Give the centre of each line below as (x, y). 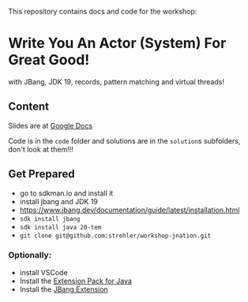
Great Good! (49, 60)
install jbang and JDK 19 (59, 201)
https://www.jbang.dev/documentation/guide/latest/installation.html (130, 210)
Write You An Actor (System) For (117, 43)
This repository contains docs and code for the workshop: (103, 11)
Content (29, 107)
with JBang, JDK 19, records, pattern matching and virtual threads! (116, 81)
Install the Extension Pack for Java (76, 281)
